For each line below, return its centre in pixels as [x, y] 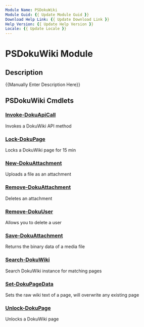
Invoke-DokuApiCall [31, 115]
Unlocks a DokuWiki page [32, 319]
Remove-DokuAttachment [38, 187]
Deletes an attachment [29, 198]
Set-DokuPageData [30, 284]
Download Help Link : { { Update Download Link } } [57, 19]
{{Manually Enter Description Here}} [43, 85]
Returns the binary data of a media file [45, 247]
